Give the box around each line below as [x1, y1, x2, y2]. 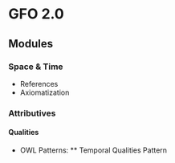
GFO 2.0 [8, 5, 64, 23]
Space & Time [8, 61, 63, 72]
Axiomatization [19, 88, 70, 97]
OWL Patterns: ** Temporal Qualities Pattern [19, 145, 167, 155]
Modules [8, 37, 54, 51]
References [19, 79, 59, 88]
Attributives [8, 108, 56, 119]
